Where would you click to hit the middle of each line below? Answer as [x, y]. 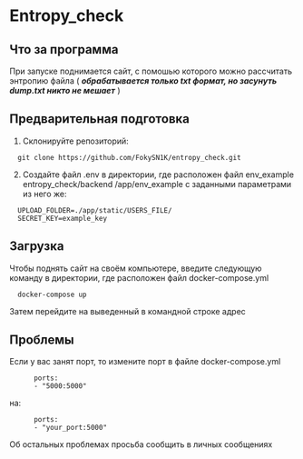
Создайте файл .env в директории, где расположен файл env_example [158, 175]
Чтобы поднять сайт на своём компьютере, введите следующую [136, 268]
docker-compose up [53, 294]
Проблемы [42, 340]
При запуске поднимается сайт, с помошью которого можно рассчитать [151, 71]
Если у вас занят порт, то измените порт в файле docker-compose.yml [145, 362]
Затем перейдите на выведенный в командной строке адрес [128, 311]
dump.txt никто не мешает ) [65, 90]
